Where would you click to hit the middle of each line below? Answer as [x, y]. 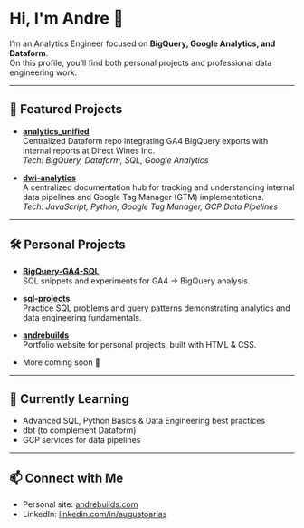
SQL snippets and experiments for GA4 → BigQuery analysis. [136, 281]
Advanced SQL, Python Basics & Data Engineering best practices [143, 421]
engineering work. [43, 72]
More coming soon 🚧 [62, 362]
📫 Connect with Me [66, 478]
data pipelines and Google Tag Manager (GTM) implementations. [143, 197]
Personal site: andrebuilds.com [80, 504]
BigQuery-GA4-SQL [61, 271]
